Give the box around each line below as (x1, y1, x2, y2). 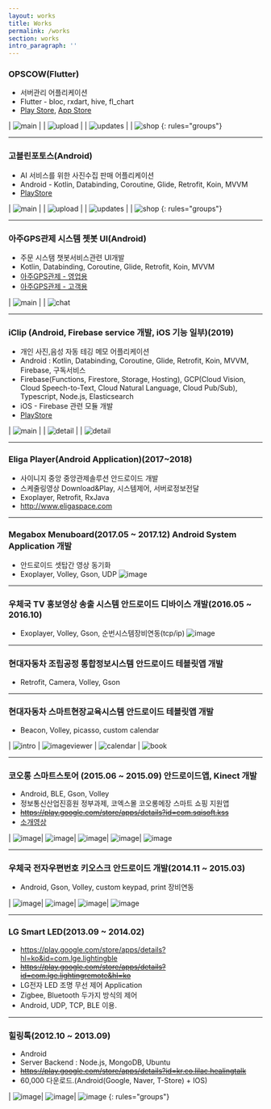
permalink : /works (8, 27, 70, 35)
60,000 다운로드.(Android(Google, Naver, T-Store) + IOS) (19, 1075, 208, 1085)
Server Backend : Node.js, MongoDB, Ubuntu (19, 1057, 171, 1067)
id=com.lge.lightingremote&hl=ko (19, 970, 131, 980)
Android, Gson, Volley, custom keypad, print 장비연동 (19, 882, 194, 893)
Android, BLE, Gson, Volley (19, 789, 110, 799)
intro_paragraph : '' (8, 42, 78, 50)
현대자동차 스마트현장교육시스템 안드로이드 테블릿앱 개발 (8, 706, 214, 717)
